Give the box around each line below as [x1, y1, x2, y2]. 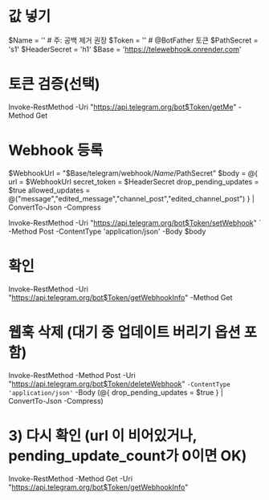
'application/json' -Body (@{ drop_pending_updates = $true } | [8, 387, 223, 397]
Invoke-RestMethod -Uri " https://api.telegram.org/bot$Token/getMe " [8, 102, 237, 112]
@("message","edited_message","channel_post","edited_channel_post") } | [8, 193, 255, 203]
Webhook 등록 [8, 141, 104, 160]
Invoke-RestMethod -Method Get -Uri [8, 474, 133, 483]
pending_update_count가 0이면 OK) [8, 446, 247, 465]
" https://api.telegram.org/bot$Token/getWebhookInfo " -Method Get [8, 292, 233, 302]
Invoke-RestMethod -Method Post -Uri [8, 370, 137, 380]
